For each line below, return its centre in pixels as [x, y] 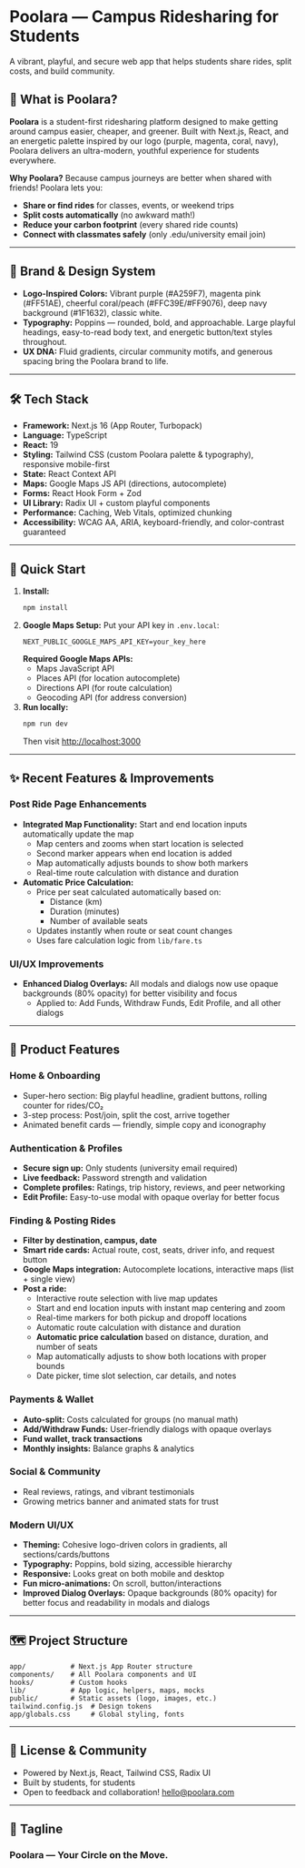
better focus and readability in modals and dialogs [116, 1603]
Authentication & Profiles [66, 1148]
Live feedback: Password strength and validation [114, 1177]
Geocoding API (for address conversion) [112, 697]
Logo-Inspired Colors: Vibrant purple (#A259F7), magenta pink [142, 293]
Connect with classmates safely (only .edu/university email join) [144, 234]
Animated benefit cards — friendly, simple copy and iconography [144, 1124]
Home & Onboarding [55, 1076]
